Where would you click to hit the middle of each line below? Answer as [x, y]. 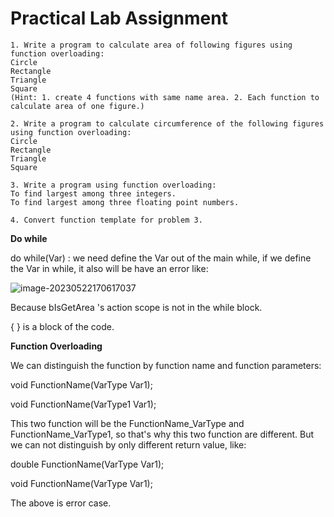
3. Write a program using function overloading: [113, 185]
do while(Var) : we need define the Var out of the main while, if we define [161, 258]
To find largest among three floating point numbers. [125, 202]
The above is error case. [61, 503]
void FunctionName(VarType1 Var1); [83, 404]
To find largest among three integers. [93, 193]
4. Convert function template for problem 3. [106, 220]
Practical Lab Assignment [119, 18]
